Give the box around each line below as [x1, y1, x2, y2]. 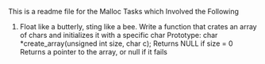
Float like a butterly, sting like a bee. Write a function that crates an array [19, 22, 257, 31]
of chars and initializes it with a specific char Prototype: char [19, 31, 218, 40]
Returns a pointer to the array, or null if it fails [19, 47, 168, 56]
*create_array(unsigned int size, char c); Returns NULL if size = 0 [19, 39, 233, 48]
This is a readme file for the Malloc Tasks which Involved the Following [8, 7, 240, 16]
